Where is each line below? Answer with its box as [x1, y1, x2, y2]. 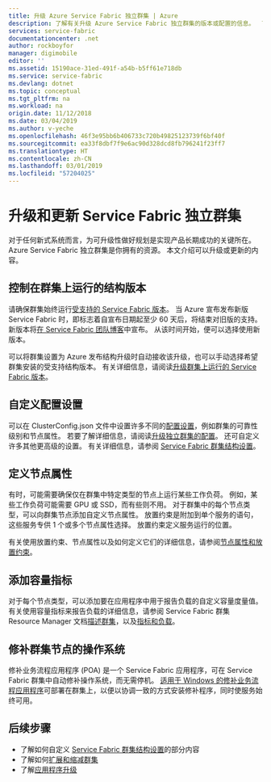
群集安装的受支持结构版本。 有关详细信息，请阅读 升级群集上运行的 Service [8, 361, 256, 372]
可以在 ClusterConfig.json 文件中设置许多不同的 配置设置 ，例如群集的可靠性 [8, 421, 258, 431]
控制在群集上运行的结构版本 [8, 281, 147, 295]
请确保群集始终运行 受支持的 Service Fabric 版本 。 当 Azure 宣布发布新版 [8, 304, 248, 313]
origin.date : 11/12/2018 [8, 110, 92, 118]
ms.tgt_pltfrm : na [8, 95, 70, 103]
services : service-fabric [8, 27, 95, 35]
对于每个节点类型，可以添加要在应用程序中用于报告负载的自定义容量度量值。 [8, 596, 263, 606]
